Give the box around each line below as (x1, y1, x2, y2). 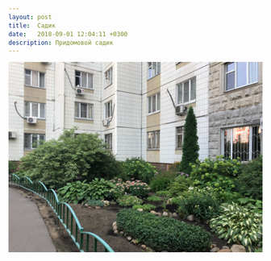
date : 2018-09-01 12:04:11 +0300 (8, 30, 128, 38)
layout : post (8, 13, 52, 21)
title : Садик (8, 21, 56, 30)
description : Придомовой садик (8, 39, 114, 47)
